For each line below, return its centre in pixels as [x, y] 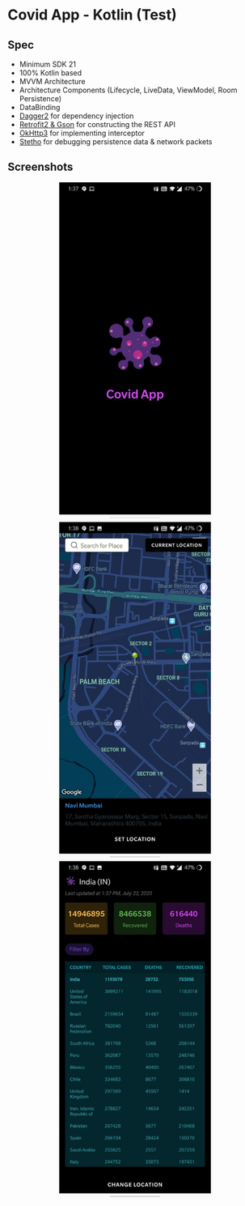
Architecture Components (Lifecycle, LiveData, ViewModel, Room [128, 90]
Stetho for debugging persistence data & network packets [116, 142]
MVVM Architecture [52, 81]
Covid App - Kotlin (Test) [92, 15]
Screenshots [40, 167]
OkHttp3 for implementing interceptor [82, 133]
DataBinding [40, 107]
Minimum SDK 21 [47, 64]
